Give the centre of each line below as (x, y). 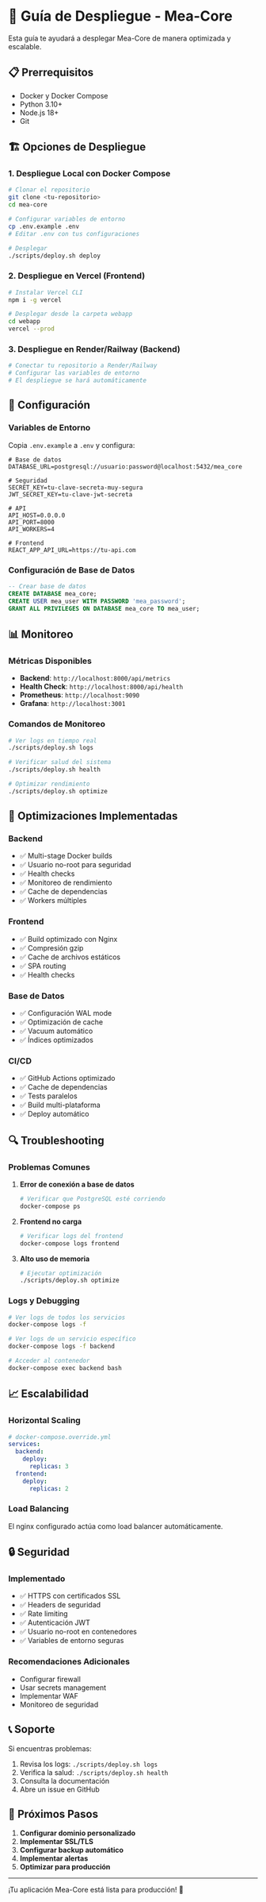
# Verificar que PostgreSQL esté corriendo (93, 1199)
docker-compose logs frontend (70, 1243)
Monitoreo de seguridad (59, 1704)
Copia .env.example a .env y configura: (72, 445)
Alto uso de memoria (55, 1259)
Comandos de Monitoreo (57, 724)
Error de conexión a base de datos (77, 1184)
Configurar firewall (50, 1679)
